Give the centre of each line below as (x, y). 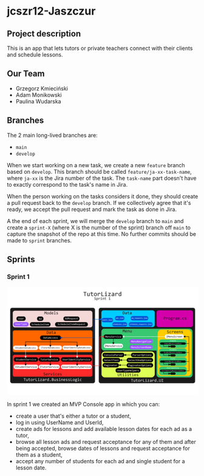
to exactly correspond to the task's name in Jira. (67, 184)
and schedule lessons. (35, 55)
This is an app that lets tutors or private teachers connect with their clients (100, 48)
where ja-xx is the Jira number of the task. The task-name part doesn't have (102, 178)
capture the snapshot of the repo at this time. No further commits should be (102, 234)
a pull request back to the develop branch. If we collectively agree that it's (99, 202)
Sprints (21, 260)
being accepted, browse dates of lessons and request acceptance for (103, 448)
